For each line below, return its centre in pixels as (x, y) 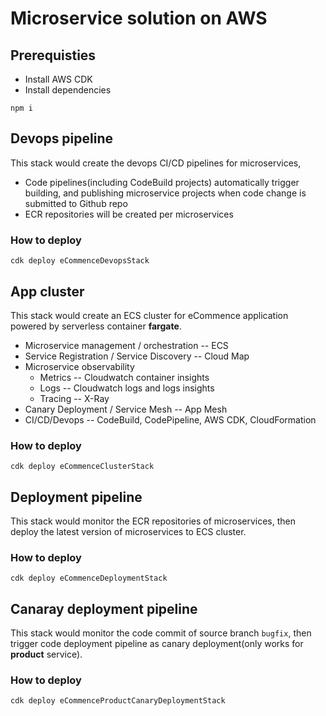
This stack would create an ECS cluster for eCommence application (149, 315)
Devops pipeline (62, 138)
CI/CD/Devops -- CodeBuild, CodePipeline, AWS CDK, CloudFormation (170, 419)
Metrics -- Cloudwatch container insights (124, 377)
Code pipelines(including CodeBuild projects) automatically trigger (162, 182)
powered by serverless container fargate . (96, 326)
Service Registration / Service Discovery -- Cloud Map (137, 356)
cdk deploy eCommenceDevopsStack (80, 261)
